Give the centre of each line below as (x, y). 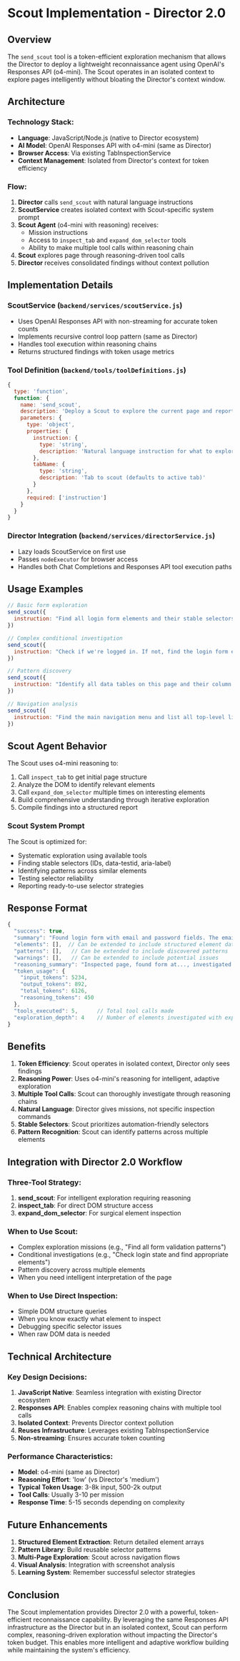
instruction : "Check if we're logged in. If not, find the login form (121, 651)
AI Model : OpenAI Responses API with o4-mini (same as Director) (115, 145)
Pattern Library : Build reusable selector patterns (89, 1550)
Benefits (27, 1047)
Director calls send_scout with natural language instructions (105, 202)
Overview (30, 40)
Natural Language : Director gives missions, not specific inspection (116, 1109)
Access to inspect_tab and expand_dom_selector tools (107, 240)
